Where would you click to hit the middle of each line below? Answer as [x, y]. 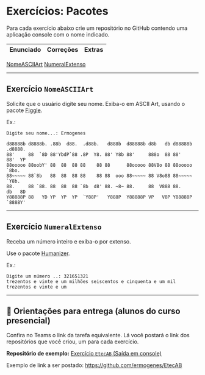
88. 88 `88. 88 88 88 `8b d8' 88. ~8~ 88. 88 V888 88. [94, 186]
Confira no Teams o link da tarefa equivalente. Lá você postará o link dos [98, 335]
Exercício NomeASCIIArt [50, 89]
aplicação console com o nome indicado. [58, 34]
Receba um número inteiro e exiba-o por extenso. [69, 241]
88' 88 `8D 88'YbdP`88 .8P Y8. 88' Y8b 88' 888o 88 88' [94, 154]
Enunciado [25, 49]
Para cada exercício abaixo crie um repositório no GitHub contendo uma [97, 28]
